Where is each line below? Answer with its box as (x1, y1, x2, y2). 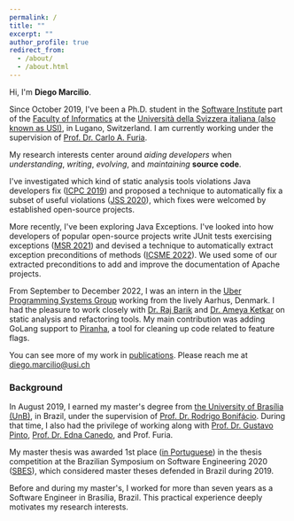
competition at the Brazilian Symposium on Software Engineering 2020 (9, 456, 268, 467)
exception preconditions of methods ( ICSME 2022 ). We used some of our (9, 249, 277, 260)
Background (9, 381, 64, 393)
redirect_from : (9, 46, 66, 55)
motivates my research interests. (9, 502, 128, 512)
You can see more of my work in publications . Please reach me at (9, 349, 248, 360)
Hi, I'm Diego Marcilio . (9, 86, 91, 97)
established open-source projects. (9, 204, 135, 214)
